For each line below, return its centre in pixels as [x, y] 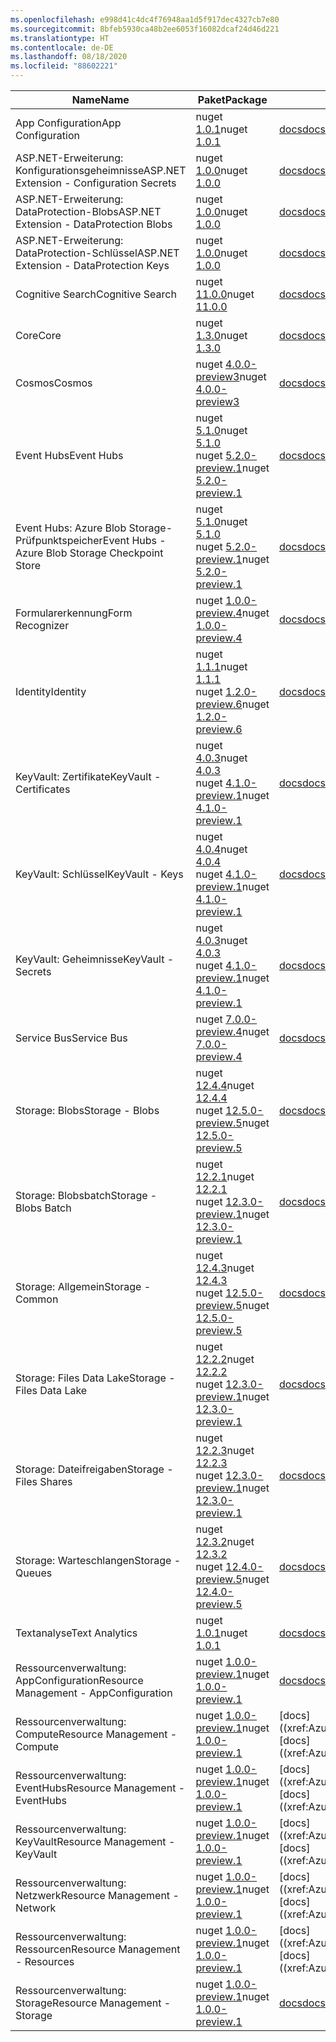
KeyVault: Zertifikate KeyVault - [88, 776]
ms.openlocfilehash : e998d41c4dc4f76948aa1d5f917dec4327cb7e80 [145, 19]
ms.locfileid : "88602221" [64, 66]
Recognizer [42, 625]
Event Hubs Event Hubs [69, 455]
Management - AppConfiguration [94, 1693]
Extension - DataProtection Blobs [94, 224]
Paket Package [232, 99]
